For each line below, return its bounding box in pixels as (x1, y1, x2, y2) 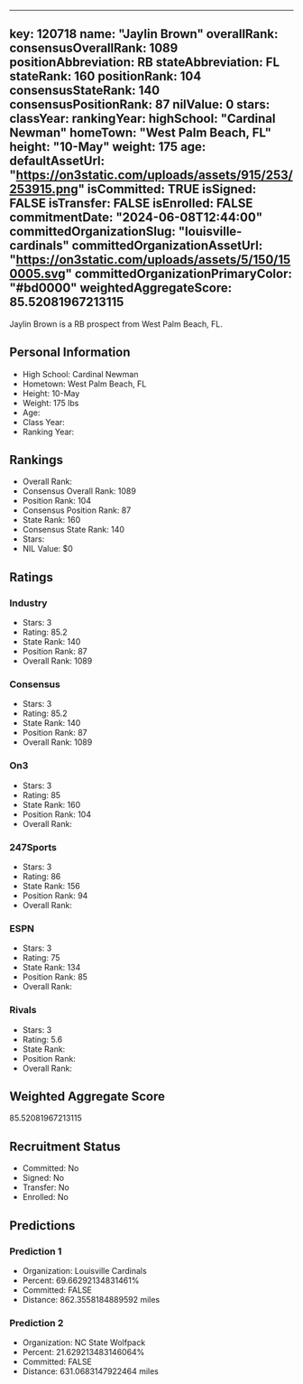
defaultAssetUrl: (9, 153, 106, 169)
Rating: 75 (22, 952, 60, 963)
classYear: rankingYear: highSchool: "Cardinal (9, 111, 276, 126)
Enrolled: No (22, 1192, 69, 1203)
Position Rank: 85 (22, 971, 88, 982)
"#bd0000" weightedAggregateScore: (9, 281, 233, 296)
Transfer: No (22, 1182, 69, 1193)
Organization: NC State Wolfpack (22, 1337, 146, 1348)
